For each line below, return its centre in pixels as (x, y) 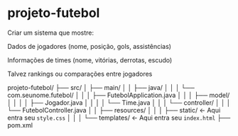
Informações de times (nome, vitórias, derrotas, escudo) (90, 60)
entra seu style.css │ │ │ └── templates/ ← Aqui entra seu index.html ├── (119, 118)
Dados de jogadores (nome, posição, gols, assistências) (90, 46)
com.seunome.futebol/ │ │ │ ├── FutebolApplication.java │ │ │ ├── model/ (119, 95)
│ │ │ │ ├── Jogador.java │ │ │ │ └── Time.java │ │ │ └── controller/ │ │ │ (119, 102)
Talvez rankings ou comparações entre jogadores (80, 74)
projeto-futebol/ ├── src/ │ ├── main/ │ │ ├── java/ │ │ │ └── (101, 87)
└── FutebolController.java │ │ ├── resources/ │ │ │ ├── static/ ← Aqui (114, 110)
